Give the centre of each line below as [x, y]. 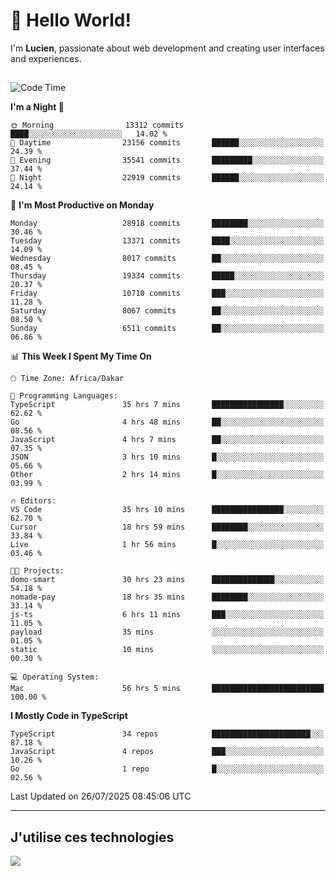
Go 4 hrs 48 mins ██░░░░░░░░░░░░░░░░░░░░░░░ [167, 422]
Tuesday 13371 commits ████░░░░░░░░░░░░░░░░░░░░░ [167, 241]
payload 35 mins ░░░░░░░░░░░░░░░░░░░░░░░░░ [167, 632]
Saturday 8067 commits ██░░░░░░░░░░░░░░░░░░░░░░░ [167, 311]
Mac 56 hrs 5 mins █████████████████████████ [167, 689]
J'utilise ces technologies [92, 837]
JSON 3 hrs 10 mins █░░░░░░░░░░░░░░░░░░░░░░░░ [167, 457]
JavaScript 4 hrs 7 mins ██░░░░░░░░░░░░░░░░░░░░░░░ [167, 440]
